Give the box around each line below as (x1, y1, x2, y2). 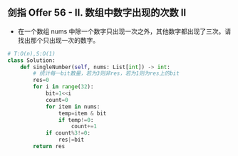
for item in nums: (45, 103, 100, 110)
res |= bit (58, 136, 84, 144)
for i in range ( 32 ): (33, 83, 94, 90)
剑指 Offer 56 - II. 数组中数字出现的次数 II (7, 6, 187, 19)
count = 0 (45, 96, 69, 103)
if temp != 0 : (58, 116, 94, 123)
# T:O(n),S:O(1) (7, 50, 56, 57)
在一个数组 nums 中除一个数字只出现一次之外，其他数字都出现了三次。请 (17, 27, 232, 36)
